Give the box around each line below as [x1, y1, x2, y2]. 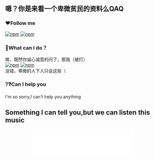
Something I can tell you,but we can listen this [5, 108, 150, 117]
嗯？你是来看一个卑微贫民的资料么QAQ [5, 4, 124, 13]
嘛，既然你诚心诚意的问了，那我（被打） [5, 56, 88, 62]
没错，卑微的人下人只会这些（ [5, 68, 66, 74]
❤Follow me [5, 20, 36, 27]
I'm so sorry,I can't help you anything [5, 94, 81, 100]
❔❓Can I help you [5, 80, 46, 87]
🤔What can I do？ [5, 44, 48, 51]
